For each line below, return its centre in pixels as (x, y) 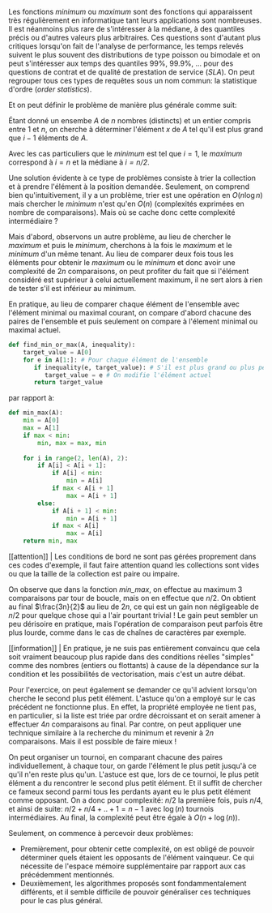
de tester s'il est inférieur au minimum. (72, 288)
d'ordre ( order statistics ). (50, 89)
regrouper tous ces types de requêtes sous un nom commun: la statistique (133, 81)
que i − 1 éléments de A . (48, 138)
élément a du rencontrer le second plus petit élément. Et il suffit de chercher (136, 783)
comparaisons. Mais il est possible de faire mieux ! (93, 742)
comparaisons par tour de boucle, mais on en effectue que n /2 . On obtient (132, 598)
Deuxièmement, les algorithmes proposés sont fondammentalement (133, 883)
